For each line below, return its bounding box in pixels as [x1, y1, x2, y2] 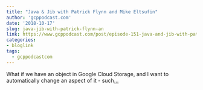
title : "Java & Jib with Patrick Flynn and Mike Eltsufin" [6, 8, 158, 15]
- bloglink [6, 43, 34, 49]
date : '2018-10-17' [6, 20, 56, 26]
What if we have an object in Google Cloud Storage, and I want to [6, 70, 169, 77]
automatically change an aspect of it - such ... [6, 77, 119, 84]
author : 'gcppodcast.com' [6, 14, 71, 21]
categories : [6, 37, 36, 43]
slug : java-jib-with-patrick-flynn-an [6, 25, 104, 32]
